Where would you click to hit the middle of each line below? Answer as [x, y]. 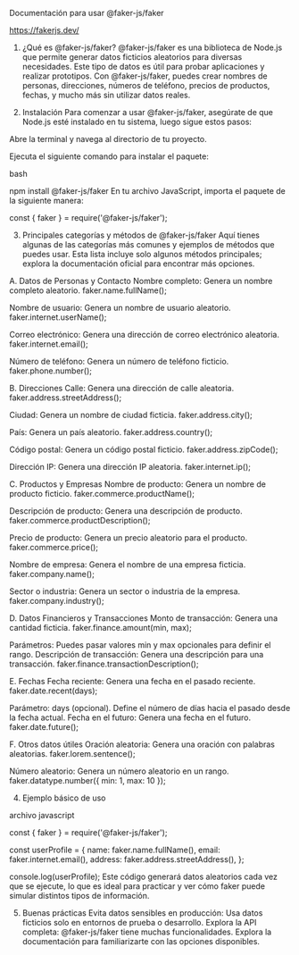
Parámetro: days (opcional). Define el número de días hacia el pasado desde [150, 708]
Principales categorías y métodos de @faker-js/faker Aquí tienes [141, 235]
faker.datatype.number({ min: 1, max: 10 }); [88, 780]
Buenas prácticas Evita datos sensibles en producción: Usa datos [142, 913]
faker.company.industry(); [57, 601]
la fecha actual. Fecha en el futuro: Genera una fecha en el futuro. [130, 717]
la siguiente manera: [46, 201]
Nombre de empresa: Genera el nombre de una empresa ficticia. [128, 565]
